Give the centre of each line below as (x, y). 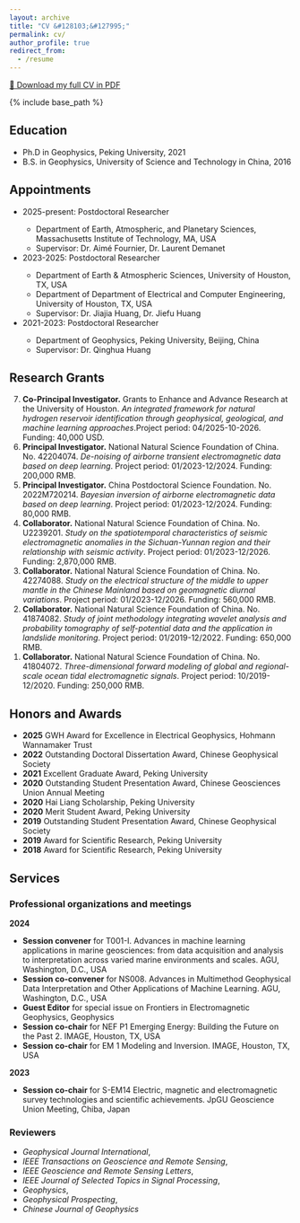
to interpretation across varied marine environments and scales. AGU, (150, 959)
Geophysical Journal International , (86, 1152)
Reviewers (33, 1132)
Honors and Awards (66, 713)
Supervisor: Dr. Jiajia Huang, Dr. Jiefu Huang (118, 313)
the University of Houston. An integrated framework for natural (138, 409)
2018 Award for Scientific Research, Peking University (122, 850)
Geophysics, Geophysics (68, 1016)
